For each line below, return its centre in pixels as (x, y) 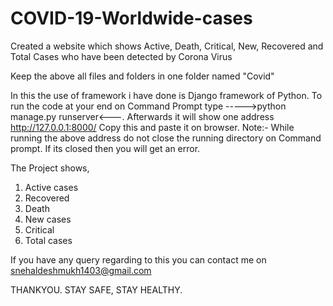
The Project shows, (50, 168)
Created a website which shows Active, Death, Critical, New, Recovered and (167, 46)
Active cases (51, 187)
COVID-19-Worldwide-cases (131, 18)
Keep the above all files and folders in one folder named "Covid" (142, 76)
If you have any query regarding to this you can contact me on (138, 259)
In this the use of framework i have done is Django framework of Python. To (166, 95)
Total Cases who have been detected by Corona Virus (121, 56)
